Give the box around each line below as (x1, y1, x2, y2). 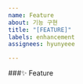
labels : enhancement (8, 33, 76, 41)
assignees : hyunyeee (8, 40, 76, 48)
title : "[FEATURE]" (8, 26, 72, 33)
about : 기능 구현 (8, 19, 59, 26)
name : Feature (8, 11, 55, 19)
